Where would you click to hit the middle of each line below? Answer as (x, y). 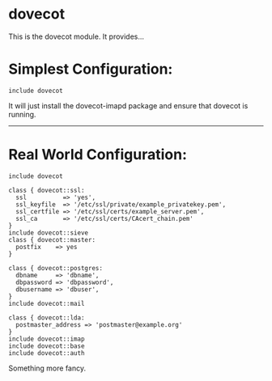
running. (22, 114)
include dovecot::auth (47, 353)
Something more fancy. (47, 368)
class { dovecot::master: (52, 239)
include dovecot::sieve (49, 233)
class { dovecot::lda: (47, 317)
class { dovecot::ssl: (47, 190)
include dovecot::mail (47, 303)
